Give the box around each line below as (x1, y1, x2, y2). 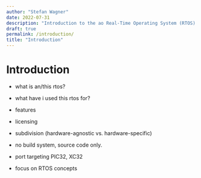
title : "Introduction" (6, 37, 63, 43)
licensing (14, 118, 38, 125)
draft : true (6, 25, 36, 32)
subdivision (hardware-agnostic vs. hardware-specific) (14, 129, 152, 136)
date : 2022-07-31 (6, 14, 50, 21)
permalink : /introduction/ (6, 31, 74, 37)
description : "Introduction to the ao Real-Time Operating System (6, 20, 177, 26)
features (14, 106, 36, 113)
